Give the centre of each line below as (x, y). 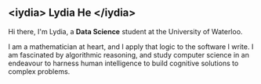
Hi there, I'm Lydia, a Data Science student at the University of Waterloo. (125, 31)
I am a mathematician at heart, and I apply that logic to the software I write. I (131, 47)
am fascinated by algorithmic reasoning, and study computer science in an (129, 54)
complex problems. (39, 71)
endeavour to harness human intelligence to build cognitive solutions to (123, 63)
